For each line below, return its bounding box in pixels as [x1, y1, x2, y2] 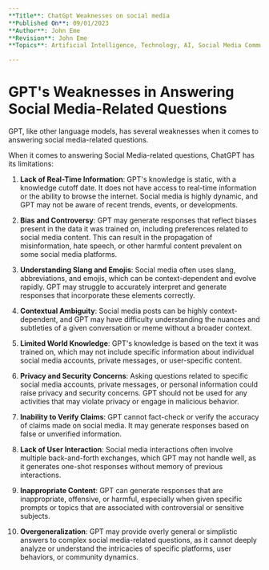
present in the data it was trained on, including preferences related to [19, 224, 248, 234]
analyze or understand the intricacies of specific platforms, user [19, 544, 232, 553]
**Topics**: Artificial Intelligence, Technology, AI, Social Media [8, 42, 242, 50]
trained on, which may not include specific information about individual [19, 347, 255, 357]
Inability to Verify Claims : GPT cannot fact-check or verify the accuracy [19, 412, 259, 422]
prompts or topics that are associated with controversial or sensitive [19, 503, 244, 512]
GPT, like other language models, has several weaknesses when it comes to [8, 126, 259, 136]
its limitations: [8, 159, 54, 169]
